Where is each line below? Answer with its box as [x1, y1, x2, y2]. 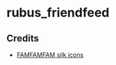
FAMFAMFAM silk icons [16, 50, 84, 59]
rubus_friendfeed [6, 5, 110, 21]
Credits [6, 32, 40, 44]
